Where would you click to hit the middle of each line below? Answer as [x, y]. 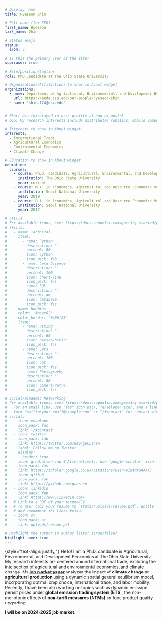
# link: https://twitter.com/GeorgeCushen [53, 444]
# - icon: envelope [27, 421]
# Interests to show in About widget [43, 129]
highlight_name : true [27, 538]
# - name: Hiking [29, 327]
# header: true [27, 457]
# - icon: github [25, 475]
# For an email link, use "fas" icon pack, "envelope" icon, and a [76, 407]
